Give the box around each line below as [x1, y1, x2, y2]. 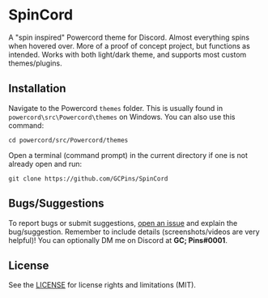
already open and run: [8, 159, 83, 168]
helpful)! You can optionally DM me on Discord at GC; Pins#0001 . [8, 235, 228, 245]
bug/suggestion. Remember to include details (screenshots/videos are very [8, 227, 261, 236]
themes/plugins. [8, 58, 62, 68]
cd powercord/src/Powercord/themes [8, 136, 129, 144]
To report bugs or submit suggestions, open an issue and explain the [8, 218, 238, 228]
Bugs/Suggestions [8, 197, 104, 211]
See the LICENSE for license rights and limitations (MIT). [8, 280, 197, 290]
